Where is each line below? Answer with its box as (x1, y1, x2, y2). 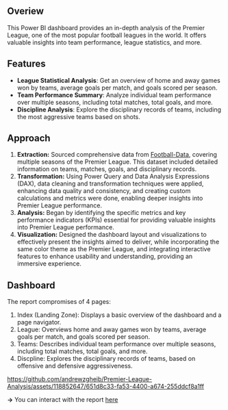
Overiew (7, 5, 45, 17)
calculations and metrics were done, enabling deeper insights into (16, 194, 203, 203)
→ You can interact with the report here (7, 396, 118, 404)
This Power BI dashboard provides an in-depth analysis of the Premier (7, 23, 205, 31)
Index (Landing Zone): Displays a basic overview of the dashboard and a (16, 311, 222, 319)
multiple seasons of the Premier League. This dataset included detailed (16, 157, 218, 166)
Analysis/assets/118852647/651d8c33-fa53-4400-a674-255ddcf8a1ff (7, 383, 204, 391)
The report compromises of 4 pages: (7, 298, 112, 306)
